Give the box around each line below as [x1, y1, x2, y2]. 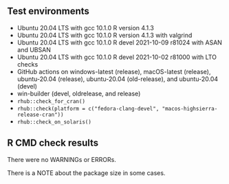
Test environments [7, 5, 89, 17]
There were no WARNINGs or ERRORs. [7, 155, 117, 163]
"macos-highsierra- [162, 105, 218, 112]
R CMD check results [7, 137, 99, 149]
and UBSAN [17, 45, 52, 54]
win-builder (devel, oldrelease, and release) [17, 89, 141, 97]
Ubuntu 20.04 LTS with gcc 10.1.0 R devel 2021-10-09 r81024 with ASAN [17, 38, 222, 47]
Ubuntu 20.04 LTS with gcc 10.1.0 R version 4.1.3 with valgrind [17, 31, 193, 39]
